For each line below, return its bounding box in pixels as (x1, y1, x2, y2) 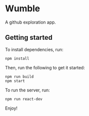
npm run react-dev (5, 96, 43, 101)
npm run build (5, 74, 34, 79)
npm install (5, 56, 29, 61)
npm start (5, 78, 25, 84)
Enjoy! (5, 105, 18, 111)
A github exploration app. (5, 19, 56, 25)
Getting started (5, 33, 53, 42)
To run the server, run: (5, 87, 50, 93)
